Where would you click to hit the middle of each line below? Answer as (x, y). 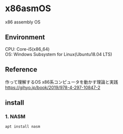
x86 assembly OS (23, 22)
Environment (25, 37)
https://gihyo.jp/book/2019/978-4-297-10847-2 (53, 87)
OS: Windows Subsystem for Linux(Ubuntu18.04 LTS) (59, 54)
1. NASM (15, 116)
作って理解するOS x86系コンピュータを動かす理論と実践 (61, 82)
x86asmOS (28, 9)
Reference (21, 69)
